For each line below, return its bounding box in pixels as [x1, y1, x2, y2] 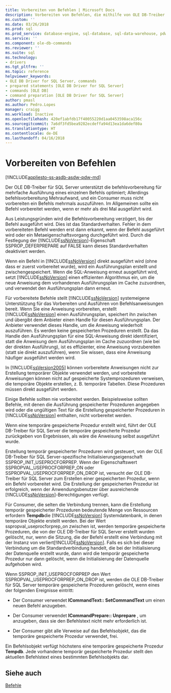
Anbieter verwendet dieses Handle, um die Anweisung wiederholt [5, 322, 143, 328]
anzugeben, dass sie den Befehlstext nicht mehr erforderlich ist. [12, 618, 148, 624]
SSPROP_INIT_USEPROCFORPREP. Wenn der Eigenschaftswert [5, 459, 137, 466]
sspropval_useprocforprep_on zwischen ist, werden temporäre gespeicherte [5, 523, 165, 529]
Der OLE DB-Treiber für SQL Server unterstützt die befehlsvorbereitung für [5, 184, 162, 190]
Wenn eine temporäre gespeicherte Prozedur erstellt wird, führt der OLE [5, 422, 157, 428]
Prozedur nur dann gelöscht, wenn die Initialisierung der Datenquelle [5, 556, 149, 562]
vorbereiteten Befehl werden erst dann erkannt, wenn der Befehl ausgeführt [5, 226, 164, 233]
